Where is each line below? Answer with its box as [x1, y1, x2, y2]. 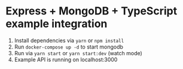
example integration [5, 17, 108, 31]
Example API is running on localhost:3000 [14, 56, 118, 63]
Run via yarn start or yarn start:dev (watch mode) [14, 49, 143, 56]
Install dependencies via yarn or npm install [14, 37, 124, 44]
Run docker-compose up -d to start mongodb [14, 43, 124, 50]
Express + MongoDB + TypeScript [5, 4, 178, 18]
